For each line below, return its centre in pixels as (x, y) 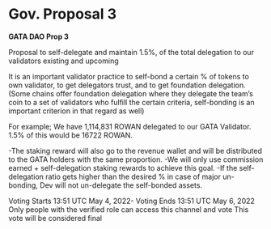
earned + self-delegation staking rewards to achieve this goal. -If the (123, 168)
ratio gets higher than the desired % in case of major (133, 176)
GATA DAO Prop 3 (38, 36)
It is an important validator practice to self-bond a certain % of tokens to (129, 76)
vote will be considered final (55, 218)
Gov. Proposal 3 (63, 14)
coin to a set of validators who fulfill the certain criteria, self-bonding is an (131, 102)
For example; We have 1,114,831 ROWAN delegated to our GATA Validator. (130, 126)
